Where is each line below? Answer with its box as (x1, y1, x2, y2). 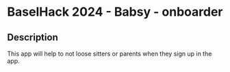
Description (7, 32, 58, 43)
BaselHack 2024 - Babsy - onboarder (7, 4, 223, 20)
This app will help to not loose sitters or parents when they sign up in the (7, 49, 212, 58)
